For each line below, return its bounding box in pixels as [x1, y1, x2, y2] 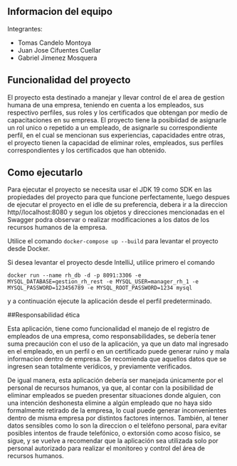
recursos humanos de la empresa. [7, 223, 107, 232]
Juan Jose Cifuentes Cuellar [17, 46, 102, 54]
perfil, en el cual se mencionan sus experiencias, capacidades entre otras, [7, 131, 226, 139]
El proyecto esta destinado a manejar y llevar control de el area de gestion [7, 92, 225, 102]
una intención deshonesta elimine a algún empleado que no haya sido [7, 398, 212, 408]
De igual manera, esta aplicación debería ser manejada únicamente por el [7, 376, 223, 385]
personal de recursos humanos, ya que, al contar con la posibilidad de [7, 383, 214, 392]
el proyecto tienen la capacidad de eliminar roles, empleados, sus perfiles [7, 138, 224, 147]
